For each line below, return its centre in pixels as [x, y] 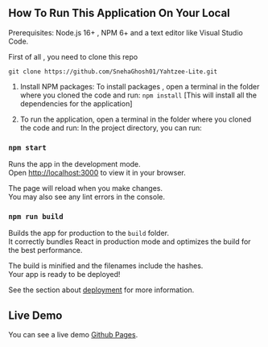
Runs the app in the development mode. [74, 164]
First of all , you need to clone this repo [73, 56]
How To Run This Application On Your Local [120, 13]
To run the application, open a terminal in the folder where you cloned [136, 119]
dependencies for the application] [76, 103]
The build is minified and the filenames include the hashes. [106, 266]
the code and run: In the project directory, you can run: [111, 127]
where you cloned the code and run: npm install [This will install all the [138, 95]
